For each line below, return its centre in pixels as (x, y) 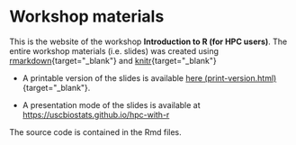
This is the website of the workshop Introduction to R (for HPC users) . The (148, 41)
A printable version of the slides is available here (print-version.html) (149, 77)
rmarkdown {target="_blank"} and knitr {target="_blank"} (113, 60)
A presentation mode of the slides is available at (111, 104)
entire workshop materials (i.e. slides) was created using (114, 50)
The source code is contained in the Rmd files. (95, 131)
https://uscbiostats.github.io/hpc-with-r (96, 114)
